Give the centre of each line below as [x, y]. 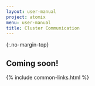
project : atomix [26, 17]
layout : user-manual [31, 11]
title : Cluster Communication [43, 28]
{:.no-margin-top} [28, 45]
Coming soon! [32, 63]
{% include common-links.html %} [48, 78]
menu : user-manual [28, 22]
